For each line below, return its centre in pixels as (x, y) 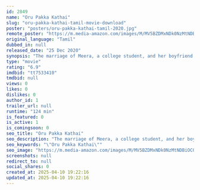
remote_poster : (25, 34)
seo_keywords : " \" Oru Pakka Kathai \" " (54, 144)
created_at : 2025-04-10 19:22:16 (48, 172)
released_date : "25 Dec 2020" (44, 51)
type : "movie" (24, 61)
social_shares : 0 (28, 167)
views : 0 (17, 84)
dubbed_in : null (26, 45)
